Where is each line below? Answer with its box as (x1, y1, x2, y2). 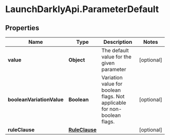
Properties (5, 24, 39, 32)
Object (68, 56, 85, 63)
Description (103, 39, 133, 45)
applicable (101, 99, 126, 106)
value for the (101, 53, 132, 60)
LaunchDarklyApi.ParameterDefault (5, 4, 159, 15)
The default (101, 47, 129, 54)
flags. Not (101, 93, 125, 100)
